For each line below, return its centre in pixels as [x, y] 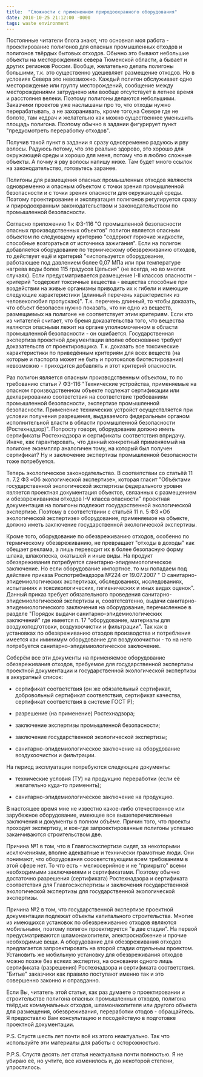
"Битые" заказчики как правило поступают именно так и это [85, 974]
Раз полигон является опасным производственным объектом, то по [95, 377]
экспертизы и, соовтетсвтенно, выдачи [115, 601]
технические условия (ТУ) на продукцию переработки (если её [98, 779]
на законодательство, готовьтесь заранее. [62, 168]
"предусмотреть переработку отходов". [58, 130]
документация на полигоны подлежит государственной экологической [99, 505]
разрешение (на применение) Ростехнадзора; [75, 714]
